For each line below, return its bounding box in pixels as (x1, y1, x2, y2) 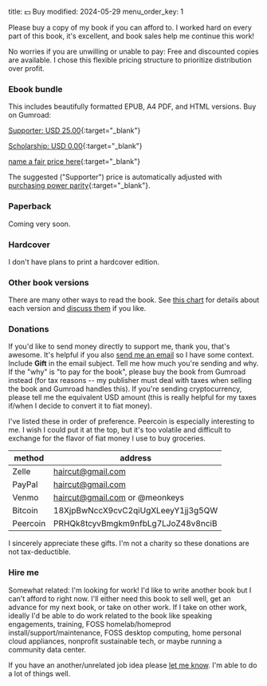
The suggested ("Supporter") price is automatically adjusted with (8, 172, 222, 182)
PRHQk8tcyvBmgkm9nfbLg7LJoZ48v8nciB (53, 518, 218, 529)
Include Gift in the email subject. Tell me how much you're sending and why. (8, 359, 259, 369)
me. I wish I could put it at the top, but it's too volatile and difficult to (8, 425, 231, 435)
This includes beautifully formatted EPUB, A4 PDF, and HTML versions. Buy (8, 102, 257, 111)
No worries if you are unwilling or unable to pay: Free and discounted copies (8, 47, 259, 56)
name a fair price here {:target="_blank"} (8, 157, 141, 166)
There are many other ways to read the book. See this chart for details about (8, 295, 260, 305)
